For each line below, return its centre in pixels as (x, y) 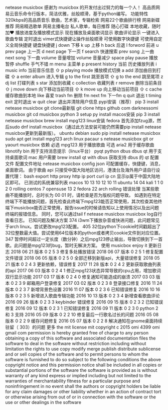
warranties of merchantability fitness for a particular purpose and (73, 381)
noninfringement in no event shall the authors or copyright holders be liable (83, 386)
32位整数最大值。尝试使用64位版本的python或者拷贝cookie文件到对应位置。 (84, 233)
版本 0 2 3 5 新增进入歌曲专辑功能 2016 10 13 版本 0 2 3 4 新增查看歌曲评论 (83, 296)
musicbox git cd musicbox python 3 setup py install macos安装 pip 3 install (83, 114)
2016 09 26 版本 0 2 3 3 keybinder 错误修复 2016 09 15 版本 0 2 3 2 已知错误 (84, 302)
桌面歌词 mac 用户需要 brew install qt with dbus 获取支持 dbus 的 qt (79, 157)
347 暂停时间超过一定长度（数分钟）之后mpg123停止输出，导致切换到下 (79, 239)
